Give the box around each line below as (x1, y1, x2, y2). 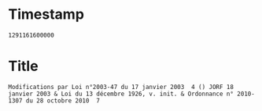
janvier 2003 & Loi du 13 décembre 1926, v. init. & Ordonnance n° (8, 90, 234, 98)
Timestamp (8, 5, 85, 23)
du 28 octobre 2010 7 (25, 96, 101, 105)
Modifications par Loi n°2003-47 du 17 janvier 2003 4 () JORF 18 (8, 83, 234, 91)
